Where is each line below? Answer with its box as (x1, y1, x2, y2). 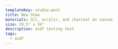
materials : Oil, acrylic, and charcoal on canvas (5, 17, 113, 22)
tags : (5, 31, 17, 36)
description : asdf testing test (5, 27, 74, 32)
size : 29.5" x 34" (5, 21, 44, 27)
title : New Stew (5, 12, 40, 17)
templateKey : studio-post (5, 7, 60, 13)
